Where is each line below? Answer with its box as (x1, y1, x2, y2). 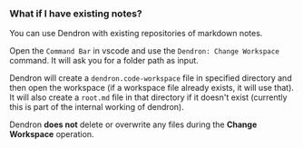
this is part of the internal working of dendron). (9, 102, 184, 113)
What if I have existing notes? (9, 7, 142, 20)
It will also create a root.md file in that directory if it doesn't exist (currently (9, 92, 288, 103)
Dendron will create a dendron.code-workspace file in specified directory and (9, 73, 292, 84)
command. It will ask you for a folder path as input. (9, 55, 200, 66)
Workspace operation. (9, 129, 94, 140)
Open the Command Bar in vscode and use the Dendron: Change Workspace (9, 45, 279, 56)
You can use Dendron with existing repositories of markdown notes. (9, 28, 263, 39)
